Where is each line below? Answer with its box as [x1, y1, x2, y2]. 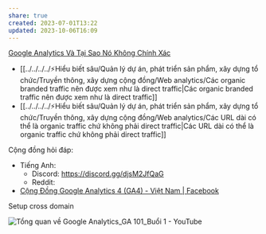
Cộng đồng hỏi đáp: [8, 145, 74, 155]
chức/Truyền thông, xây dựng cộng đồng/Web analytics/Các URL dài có [19, 113, 256, 123]
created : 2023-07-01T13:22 [8, 19, 98, 27]
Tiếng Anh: [19, 161, 57, 170]
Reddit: [31, 177, 56, 187]
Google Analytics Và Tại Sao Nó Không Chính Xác [8, 49, 171, 58]
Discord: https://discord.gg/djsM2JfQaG [31, 169, 165, 179]
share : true [8, 11, 48, 20]
